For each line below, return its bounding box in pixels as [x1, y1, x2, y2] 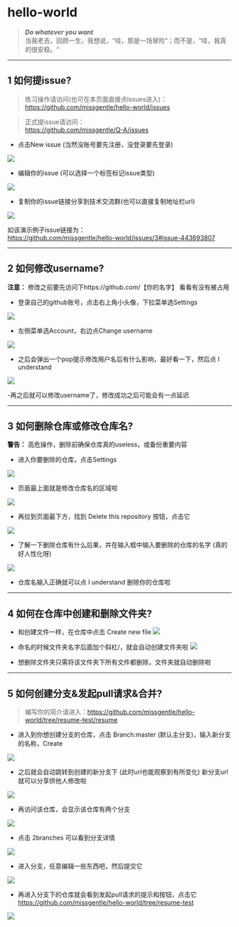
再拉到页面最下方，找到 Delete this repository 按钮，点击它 [17, 513, 191, 521]
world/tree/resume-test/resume [24, 716, 118, 724]
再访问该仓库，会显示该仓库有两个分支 [17, 805, 130, 813]
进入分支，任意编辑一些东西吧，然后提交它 [17, 862, 143, 870]
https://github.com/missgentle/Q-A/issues [24, 125, 149, 134]
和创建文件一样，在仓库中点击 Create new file [17, 628, 152, 636]
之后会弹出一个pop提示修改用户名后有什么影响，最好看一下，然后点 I [17, 355, 221, 363]
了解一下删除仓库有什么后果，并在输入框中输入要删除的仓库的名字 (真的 [17, 541, 228, 550]
